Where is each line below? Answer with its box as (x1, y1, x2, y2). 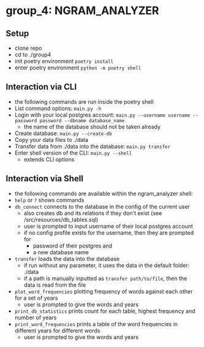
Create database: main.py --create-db (14, 130, 112, 137)
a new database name (32, 248, 89, 255)
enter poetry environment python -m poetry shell (14, 64, 142, 71)
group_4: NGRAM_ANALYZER (6, 4, 159, 18)
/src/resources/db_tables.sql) (23, 216, 99, 223)
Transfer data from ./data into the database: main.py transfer (14, 142, 171, 150)
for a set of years (14, 294, 58, 302)
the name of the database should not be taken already (23, 123, 161, 130)
